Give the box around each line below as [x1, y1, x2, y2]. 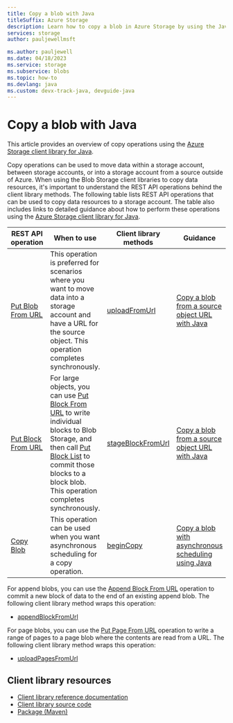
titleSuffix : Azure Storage [7, 17, 89, 24]
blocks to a [49, 469, 86, 479]
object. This [49, 336, 89, 346]
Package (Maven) [17, 708, 68, 715]
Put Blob [10, 301, 38, 311]
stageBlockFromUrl [107, 439, 170, 448]
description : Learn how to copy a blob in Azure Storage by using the [7, 23, 216, 30]
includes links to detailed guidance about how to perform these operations [7, 205, 221, 214]
